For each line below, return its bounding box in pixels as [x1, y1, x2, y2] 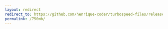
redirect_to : [5, 12, 32, 17]
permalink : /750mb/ [5, 16, 46, 21]
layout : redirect [5, 7, 41, 12]
